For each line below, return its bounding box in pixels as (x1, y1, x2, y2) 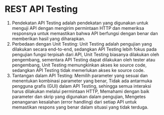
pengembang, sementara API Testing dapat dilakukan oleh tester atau (11, 57, 156, 62)
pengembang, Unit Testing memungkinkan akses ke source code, (11, 62, 147, 68)
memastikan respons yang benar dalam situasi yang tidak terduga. (11, 104, 149, 110)
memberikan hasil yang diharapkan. (11, 36, 86, 42)
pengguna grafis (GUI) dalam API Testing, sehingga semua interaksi (11, 83, 152, 89)
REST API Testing (4, 3, 78, 15)
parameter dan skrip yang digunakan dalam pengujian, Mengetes (11, 93, 146, 100)
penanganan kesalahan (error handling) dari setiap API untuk (11, 99, 137, 105)
